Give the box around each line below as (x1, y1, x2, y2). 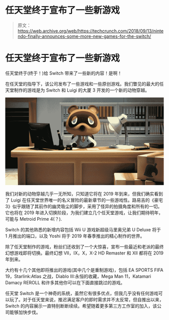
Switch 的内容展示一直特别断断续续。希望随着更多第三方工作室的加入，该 (5, 303, 157, 309)
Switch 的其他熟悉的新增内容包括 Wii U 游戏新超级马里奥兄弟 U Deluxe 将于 (5, 226, 161, 232)
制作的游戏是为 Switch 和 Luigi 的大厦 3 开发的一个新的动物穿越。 (14, 87, 150, 93)
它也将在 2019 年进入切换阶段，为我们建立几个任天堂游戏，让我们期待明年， (5, 210, 163, 216)
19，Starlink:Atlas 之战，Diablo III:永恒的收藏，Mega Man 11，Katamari (5, 273, 151, 279)
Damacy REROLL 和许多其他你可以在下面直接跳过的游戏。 (5, 279, 125, 285)
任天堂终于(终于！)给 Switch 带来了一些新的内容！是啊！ (5, 70, 122, 76)
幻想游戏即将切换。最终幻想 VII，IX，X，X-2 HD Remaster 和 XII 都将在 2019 (5, 250, 163, 256)
